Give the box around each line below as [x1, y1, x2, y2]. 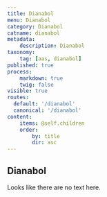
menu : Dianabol [7, 17, 51, 24]
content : [7, 113, 32, 120]
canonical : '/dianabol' [13, 107, 81, 114]
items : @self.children [19, 119, 85, 127]
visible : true [7, 87, 48, 94]
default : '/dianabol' [13, 101, 76, 108]
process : [7, 68, 32, 75]
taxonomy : [7, 49, 36, 56]
